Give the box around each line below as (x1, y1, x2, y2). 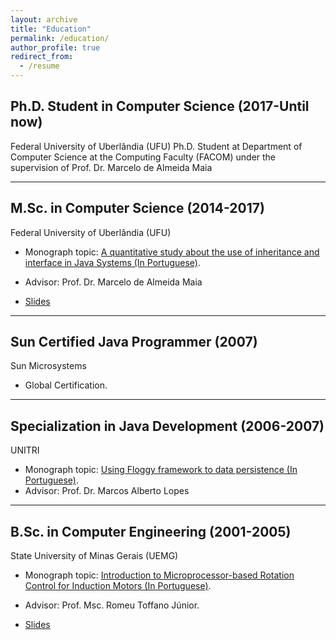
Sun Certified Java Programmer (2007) (10, 334, 258, 351)
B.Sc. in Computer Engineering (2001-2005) (10, 523, 292, 540)
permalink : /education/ (10, 33, 110, 43)
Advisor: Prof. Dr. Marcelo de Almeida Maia (24, 276, 203, 288)
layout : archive (10, 14, 78, 25)
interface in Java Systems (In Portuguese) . (24, 256, 202, 268)
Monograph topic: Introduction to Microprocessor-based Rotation (24, 569, 295, 581)
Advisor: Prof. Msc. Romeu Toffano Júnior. (24, 599, 200, 611)
